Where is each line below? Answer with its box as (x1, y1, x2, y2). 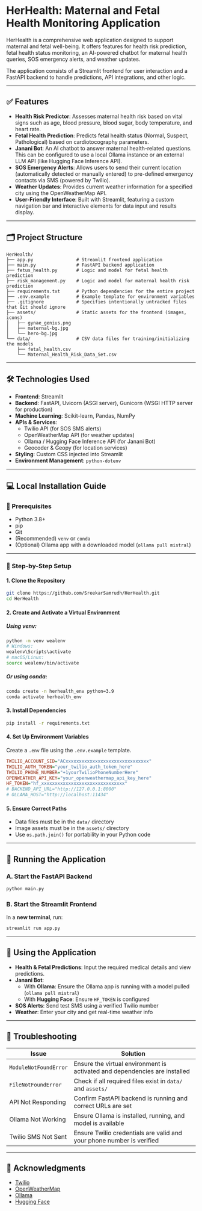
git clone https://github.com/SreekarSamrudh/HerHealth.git (6, 590, 161, 596)
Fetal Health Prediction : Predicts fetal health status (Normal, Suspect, (14, 132, 189, 139)
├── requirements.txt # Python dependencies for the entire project (6, 288, 195, 294)
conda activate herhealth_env (6, 693, 82, 700)
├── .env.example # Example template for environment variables (6, 293, 195, 300)
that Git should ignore (6, 304, 66, 310)
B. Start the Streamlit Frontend (6, 900, 97, 908)
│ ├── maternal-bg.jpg (6, 325, 69, 331)
